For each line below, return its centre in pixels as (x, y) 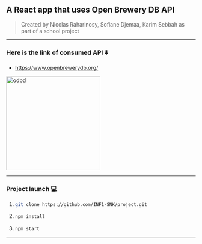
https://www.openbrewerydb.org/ (57, 68)
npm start (27, 229)
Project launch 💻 (32, 189)
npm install (30, 217)
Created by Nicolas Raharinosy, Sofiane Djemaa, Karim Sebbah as (103, 24)
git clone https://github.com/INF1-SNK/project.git (81, 205)
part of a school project (50, 31)
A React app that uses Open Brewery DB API (90, 10)
